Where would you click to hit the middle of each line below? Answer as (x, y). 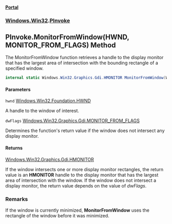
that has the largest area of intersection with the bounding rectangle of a (82, 63)
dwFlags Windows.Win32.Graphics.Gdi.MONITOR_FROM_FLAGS (72, 121)
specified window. (25, 68)
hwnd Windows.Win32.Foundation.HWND (48, 101)
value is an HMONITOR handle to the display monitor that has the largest (82, 175)
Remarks (17, 199)
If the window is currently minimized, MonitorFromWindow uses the (77, 210)
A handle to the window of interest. (42, 111)
